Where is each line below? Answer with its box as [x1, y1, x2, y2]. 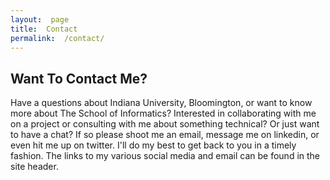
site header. [10, 161, 59, 173]
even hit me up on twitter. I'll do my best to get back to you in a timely [10, 139, 297, 151]
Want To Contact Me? [10, 70, 148, 87]
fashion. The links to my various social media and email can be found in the [10, 150, 321, 162]
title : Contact [10, 24, 78, 34]
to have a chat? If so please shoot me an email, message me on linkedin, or [10, 129, 320, 141]
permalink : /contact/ [10, 33, 105, 43]
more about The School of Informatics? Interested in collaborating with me [10, 107, 317, 120]
